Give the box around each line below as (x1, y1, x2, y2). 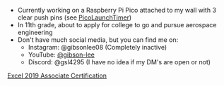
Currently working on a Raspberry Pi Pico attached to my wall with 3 (17, 6, 217, 14)
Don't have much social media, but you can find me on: (17, 36, 179, 44)
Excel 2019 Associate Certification (7, 71, 107, 80)
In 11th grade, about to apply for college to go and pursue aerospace (17, 21, 217, 29)
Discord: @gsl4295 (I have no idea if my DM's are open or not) (28, 58, 211, 66)
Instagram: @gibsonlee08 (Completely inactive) (28, 43, 167, 51)
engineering (17, 28, 53, 36)
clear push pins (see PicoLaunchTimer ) (17, 13, 132, 22)
